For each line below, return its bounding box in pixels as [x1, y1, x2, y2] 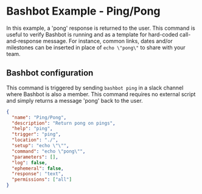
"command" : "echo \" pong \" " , [12, 148, 86, 154]
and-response [6, 37, 42, 44]
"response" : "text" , [12, 171, 64, 177]
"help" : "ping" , [12, 126, 53, 132]
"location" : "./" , [12, 137, 59, 144]
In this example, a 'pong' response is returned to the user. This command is [6, 24, 196, 32]
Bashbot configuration [6, 68, 94, 78]
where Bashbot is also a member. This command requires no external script [6, 90, 196, 98]
